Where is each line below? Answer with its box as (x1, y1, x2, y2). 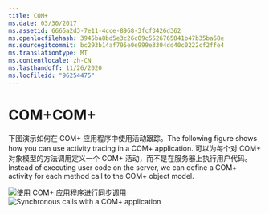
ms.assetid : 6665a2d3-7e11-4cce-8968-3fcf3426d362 (8, 26, 181, 34)
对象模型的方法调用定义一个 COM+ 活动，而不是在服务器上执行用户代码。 (8, 153, 252, 163)
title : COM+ (8, 11, 48, 20)
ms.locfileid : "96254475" (8, 71, 95, 79)
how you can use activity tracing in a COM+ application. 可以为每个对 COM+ (8, 143, 261, 153)
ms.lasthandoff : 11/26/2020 (8, 64, 103, 72)
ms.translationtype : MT (8, 49, 88, 57)
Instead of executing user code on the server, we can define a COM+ (8, 162, 238, 172)
